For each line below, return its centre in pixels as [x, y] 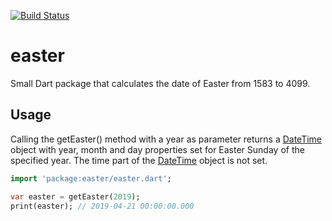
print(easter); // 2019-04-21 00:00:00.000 [102, 206]
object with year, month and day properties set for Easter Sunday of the [157, 149]
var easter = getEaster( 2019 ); [75, 196]
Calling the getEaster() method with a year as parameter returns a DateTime [166, 139]
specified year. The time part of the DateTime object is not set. [139, 160]
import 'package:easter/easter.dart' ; [91, 178]
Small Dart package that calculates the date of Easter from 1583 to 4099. [160, 83]
